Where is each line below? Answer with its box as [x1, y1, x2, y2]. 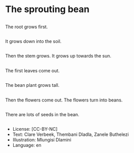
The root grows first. [5, 24, 48, 30]
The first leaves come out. [5, 67, 60, 74]
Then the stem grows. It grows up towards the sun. [5, 53, 112, 59]
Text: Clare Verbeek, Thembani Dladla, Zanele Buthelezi [12, 131, 129, 137]
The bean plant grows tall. [5, 82, 60, 88]
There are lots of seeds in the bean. [5, 111, 79, 117]
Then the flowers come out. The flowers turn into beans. [5, 97, 123, 103]
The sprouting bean [5, 4, 90, 15]
